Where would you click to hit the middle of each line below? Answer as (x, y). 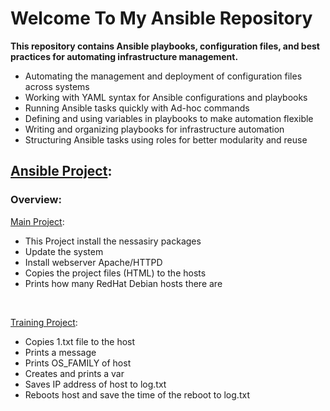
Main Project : (37, 221)
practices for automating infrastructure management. (124, 56)
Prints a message (60, 352)
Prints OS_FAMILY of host (78, 363)
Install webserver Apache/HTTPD (93, 262)
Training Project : (44, 322)
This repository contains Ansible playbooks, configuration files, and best (165, 46)
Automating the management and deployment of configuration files (163, 76)
